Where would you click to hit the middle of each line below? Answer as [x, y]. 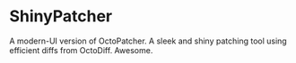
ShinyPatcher [61, 16]
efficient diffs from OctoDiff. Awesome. [81, 50]
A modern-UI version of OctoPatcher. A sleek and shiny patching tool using [148, 41]
